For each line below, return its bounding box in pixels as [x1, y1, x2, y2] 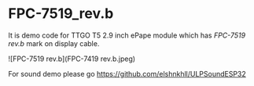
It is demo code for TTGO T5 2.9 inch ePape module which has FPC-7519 [8, 30, 246, 40]
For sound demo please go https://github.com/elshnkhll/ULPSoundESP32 [8, 69, 246, 78]
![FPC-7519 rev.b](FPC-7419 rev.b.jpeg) [8, 54, 136, 63]
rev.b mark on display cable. [8, 38, 100, 48]
